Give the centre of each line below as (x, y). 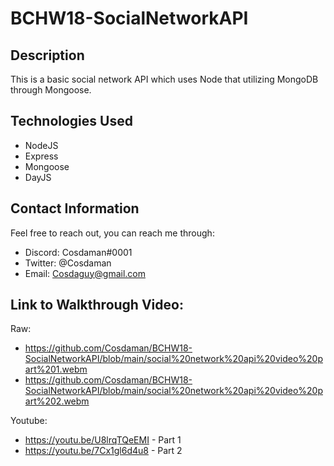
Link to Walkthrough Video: (97, 305)
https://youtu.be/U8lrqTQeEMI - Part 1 (103, 440)
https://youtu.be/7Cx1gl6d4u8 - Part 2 (103, 451)
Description (47, 55)
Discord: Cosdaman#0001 (78, 252)
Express (41, 156)
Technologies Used (71, 121)
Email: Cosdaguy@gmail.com (85, 273)
